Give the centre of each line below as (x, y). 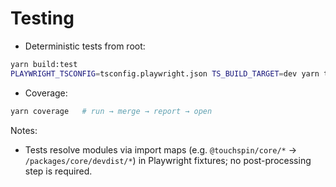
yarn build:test (44, 64)
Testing (42, 18)
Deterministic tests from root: (85, 46)
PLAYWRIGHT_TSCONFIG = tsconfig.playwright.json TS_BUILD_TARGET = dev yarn (165, 73)
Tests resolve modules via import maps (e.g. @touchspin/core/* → (160, 149)
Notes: (24, 130)
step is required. (58, 171)
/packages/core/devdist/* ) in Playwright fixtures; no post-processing (168, 160)
